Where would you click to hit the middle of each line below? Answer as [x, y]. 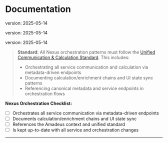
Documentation [38, 9]
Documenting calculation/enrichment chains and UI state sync [89, 77]
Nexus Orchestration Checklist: [39, 103]
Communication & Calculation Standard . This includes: [73, 57]
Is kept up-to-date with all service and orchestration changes [75, 130]
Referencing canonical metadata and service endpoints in [84, 88]
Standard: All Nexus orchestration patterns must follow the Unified [86, 52]
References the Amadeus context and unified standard [69, 124]
